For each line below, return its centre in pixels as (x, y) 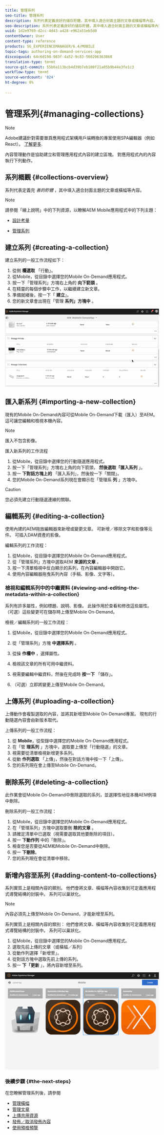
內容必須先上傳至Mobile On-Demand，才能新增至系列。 (61, 914)
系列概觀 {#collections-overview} (57, 178)
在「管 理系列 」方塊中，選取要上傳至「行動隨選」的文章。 (71, 747)
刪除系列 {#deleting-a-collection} (57, 782)
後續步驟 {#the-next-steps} (38, 1081)
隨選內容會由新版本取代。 (35, 720)
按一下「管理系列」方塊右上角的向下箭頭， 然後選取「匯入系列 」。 (79, 467)
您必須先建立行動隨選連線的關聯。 (39, 499)
